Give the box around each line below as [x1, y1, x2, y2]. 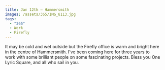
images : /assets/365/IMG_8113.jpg [5, 12, 76, 17]
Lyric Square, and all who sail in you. [5, 60, 79, 65]
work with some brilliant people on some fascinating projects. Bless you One [5, 54, 161, 60]
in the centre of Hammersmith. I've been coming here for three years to [5, 49, 150, 55]
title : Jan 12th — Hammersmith [5, 7, 69, 12]
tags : [5, 16, 16, 21]
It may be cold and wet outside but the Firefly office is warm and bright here [5, 44, 160, 49]
